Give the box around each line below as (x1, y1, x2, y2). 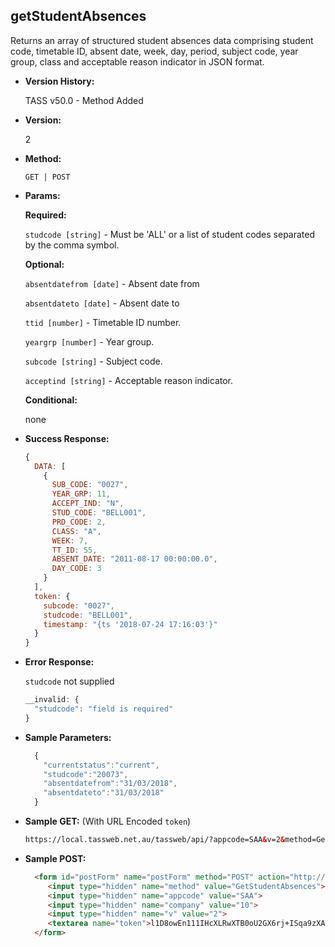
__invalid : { (24, 695, 80, 705)
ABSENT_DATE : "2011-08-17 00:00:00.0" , (51, 554, 218, 564)
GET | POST (24, 172, 71, 182)
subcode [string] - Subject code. (24, 355, 163, 367)
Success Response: (24, 432, 110, 444)
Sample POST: (24, 852, 87, 864)
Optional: (24, 258, 65, 270)
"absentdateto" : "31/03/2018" (43, 788, 165, 798)
